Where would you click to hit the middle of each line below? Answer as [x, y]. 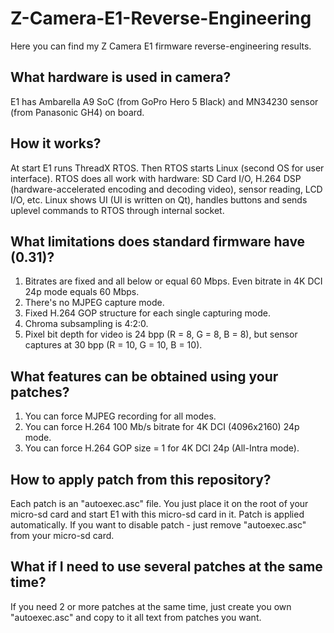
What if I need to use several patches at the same [166, 567]
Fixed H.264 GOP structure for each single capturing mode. [147, 313]
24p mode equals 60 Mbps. [82, 292]
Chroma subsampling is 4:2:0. [86, 324]
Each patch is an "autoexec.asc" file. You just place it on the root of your [159, 503]
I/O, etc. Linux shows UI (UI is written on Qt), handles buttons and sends [159, 199]
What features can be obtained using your [144, 376]
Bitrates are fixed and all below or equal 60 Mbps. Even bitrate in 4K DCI [173, 281]
